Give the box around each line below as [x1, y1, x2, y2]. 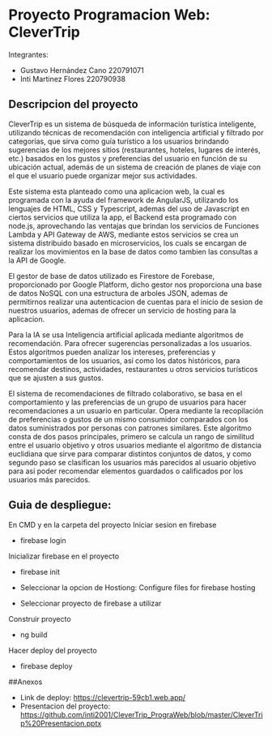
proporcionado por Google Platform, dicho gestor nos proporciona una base [8, 280, 262, 289]
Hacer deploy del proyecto [8, 645, 97, 655]
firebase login [19, 535, 66, 545]
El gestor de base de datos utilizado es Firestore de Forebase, [8, 271, 215, 280]
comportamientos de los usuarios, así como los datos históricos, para [8, 355, 240, 366]
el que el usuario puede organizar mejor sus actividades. [8, 170, 198, 180]
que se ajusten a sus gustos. [8, 373, 104, 383]
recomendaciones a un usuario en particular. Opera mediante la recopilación [8, 405, 264, 415]
